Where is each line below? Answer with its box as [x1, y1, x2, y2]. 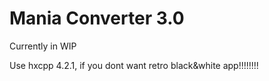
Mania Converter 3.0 [9, 7, 185, 30]
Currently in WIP [9, 40, 77, 52]
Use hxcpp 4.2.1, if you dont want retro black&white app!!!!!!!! [9, 59, 259, 71]
